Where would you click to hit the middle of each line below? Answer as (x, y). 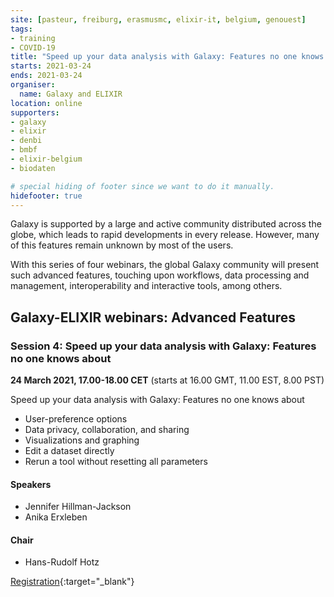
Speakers (31, 484)
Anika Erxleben (56, 517)
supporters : (35, 112)
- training (33, 38)
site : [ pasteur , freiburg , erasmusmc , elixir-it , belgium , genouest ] (158, 19)
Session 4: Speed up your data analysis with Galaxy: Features (163, 346)
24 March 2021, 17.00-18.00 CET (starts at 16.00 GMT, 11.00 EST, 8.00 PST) (167, 380)
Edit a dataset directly (69, 451)
